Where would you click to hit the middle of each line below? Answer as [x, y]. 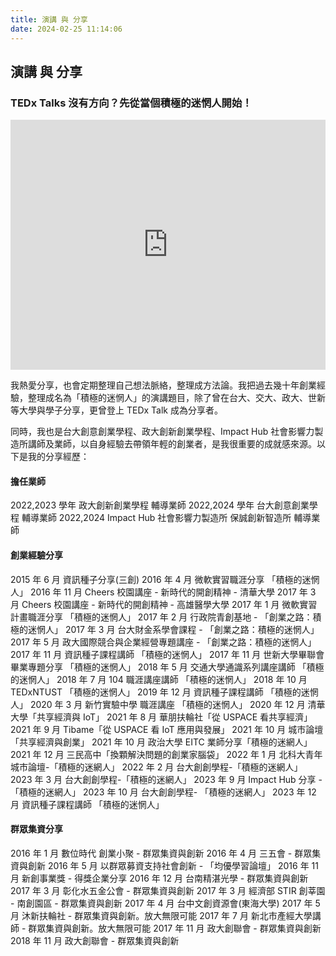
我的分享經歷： [58, 457]
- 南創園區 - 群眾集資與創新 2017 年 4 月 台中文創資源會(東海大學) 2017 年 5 [165, 903]
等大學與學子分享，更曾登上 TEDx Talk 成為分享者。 [116, 410]
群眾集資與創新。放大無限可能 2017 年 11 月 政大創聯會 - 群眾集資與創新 [175, 928]
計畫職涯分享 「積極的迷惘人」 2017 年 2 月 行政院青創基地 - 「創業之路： [161, 617]
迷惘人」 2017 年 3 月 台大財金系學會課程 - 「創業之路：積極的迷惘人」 [173, 629]
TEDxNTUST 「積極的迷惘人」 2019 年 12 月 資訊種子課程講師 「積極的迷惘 [164, 692]
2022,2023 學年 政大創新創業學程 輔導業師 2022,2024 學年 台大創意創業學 [164, 505]
